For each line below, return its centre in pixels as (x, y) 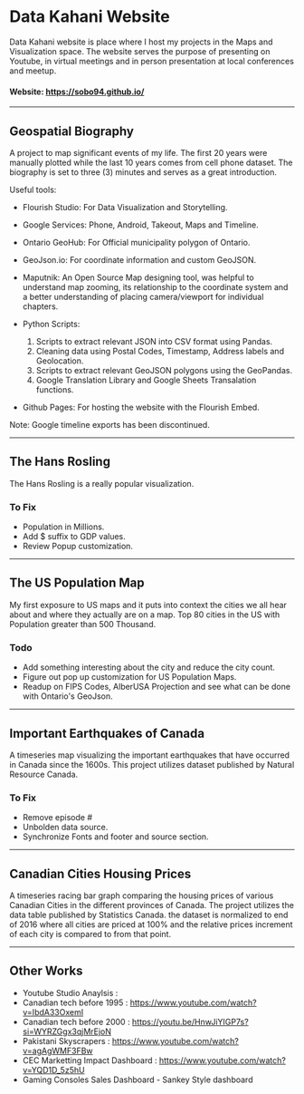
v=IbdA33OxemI (53, 1012)
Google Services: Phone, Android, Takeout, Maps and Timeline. (141, 225)
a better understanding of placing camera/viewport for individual (143, 296)
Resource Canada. (44, 774)
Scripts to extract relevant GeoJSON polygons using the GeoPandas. (164, 370)
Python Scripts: (51, 324)
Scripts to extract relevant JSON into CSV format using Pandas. (154, 341)
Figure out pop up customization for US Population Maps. (129, 677)
